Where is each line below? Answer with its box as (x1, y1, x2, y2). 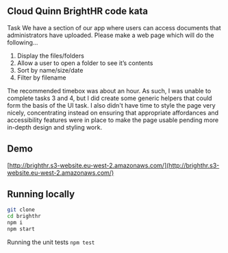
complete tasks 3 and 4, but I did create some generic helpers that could (7, 94, 212, 102)
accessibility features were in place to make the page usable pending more (7, 116, 219, 124)
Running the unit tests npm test (7, 238, 95, 246)
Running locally (7, 189, 75, 200)
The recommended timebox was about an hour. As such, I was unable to (7, 86, 212, 95)
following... (7, 38, 38, 47)
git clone (7, 206, 36, 213)
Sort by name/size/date (16, 66, 84, 74)
